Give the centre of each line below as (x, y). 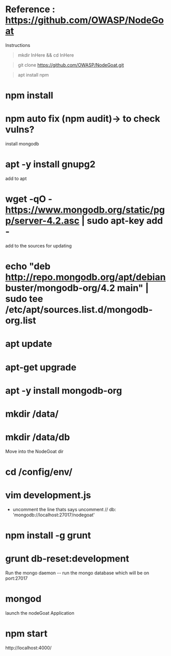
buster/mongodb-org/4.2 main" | (77, 288)
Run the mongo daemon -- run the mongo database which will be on (77, 573)
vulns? (20, 130)
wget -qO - (29, 199)
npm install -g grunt (48, 535)
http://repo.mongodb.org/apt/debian (86, 277)
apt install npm (33, 74)
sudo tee (24, 299)
